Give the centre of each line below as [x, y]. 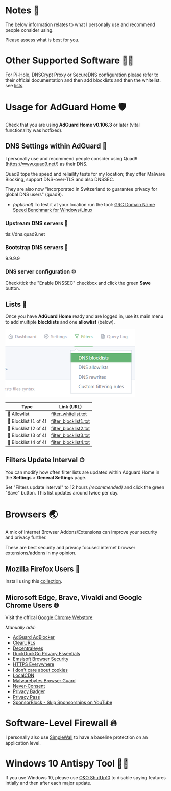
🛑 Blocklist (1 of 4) [27, 421]
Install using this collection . [34, 581]
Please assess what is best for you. [42, 40]
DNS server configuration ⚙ [41, 271]
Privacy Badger [29, 691]
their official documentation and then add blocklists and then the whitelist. [83, 80]
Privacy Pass [26, 697]
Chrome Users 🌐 [32, 605]
